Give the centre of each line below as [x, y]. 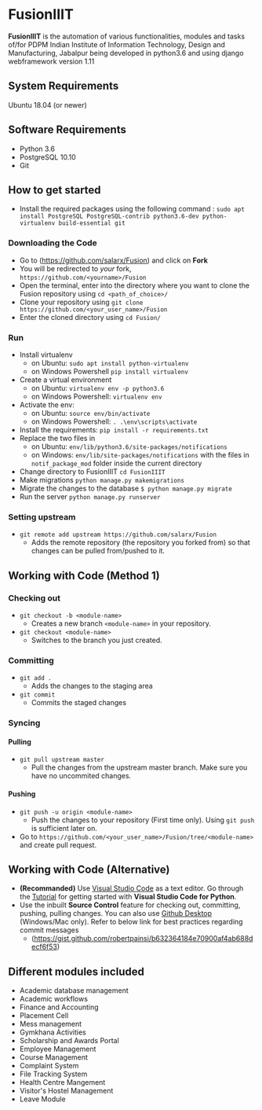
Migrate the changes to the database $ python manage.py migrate [126, 488]
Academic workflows [54, 999]
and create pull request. [58, 845]
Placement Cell [44, 1016]
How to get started [55, 190]
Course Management [54, 1057]
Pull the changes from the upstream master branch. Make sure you [139, 767]
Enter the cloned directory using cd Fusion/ [90, 317]
